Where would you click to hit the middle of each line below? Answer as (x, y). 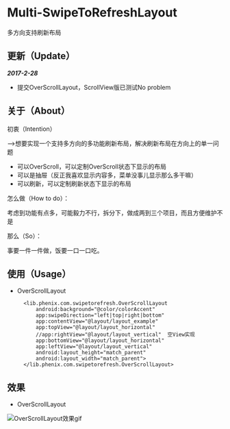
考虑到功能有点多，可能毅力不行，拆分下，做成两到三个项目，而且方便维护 (112, 212)
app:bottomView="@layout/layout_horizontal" (100, 341)
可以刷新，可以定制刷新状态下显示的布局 (74, 184)
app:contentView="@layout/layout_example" (97, 321)
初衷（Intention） (31, 129)
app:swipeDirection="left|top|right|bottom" (100, 316)
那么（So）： (25, 236)
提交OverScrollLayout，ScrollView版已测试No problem (94, 87)
